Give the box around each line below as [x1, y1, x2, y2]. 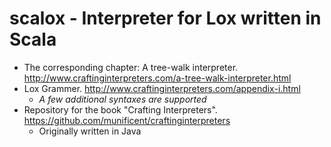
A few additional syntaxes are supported [38, 93, 207, 105]
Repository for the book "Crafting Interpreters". [23, 103, 218, 116]
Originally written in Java [38, 125, 142, 137]
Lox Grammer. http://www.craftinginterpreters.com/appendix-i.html [23, 82, 301, 94]
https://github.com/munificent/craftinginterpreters [23, 114, 231, 126]
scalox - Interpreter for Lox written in [9, 7, 322, 30]
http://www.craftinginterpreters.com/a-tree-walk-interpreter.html [23, 72, 292, 84]
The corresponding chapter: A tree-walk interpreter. [23, 61, 239, 73]
